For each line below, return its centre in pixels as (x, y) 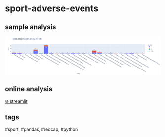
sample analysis (31, 27)
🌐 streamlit (16, 101)
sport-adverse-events (52, 9)
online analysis (29, 89)
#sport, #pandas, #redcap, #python (41, 129)
